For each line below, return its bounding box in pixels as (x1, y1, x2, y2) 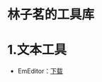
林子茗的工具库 (7, 6, 95, 23)
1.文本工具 (7, 42, 67, 58)
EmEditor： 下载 (17, 67, 63, 76)
